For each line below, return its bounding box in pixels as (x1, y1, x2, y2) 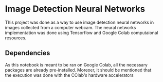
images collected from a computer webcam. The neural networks (5, 24, 136, 30)
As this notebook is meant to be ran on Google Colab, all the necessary (5, 62, 147, 67)
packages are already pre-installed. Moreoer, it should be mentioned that (5, 67, 152, 73)
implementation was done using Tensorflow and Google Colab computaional (5, 30, 158, 35)
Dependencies (5, 49, 50, 57)
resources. (5, 35, 27, 41)
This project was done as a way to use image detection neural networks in (5, 19, 154, 25)
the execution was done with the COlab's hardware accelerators (5, 72, 134, 78)
